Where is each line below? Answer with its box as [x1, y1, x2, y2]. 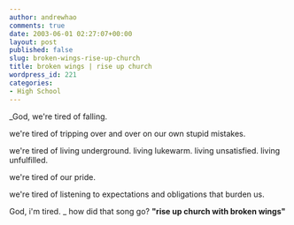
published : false [9, 46, 73, 55]
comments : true [9, 21, 66, 30]
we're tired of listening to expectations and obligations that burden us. [9, 189, 265, 199]
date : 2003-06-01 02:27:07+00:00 [9, 29, 133, 38]
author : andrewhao [9, 12, 77, 22]
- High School [9, 86, 62, 95]
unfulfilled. [9, 154, 49, 165]
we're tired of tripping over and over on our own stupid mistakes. [9, 128, 246, 139]
